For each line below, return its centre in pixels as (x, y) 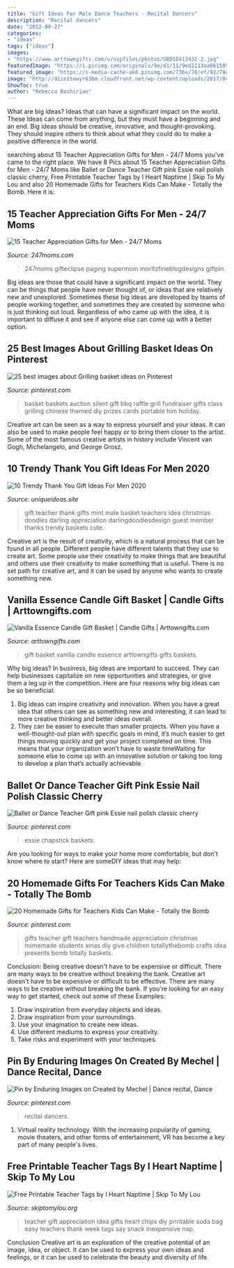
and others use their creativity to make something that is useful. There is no (116, 563)
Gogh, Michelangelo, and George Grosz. (65, 446)
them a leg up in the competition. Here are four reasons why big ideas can (114, 683)
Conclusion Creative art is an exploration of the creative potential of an (109, 1242)
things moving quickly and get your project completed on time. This (114, 741)
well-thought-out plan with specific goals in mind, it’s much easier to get (121, 734)
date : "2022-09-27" (36, 27)
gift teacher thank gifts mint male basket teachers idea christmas (117, 512)
